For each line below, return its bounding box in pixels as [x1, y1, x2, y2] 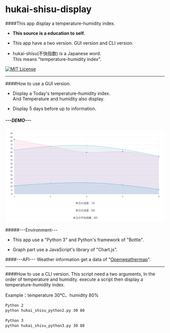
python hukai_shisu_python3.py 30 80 [5, 323, 85, 328]
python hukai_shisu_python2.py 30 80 [5, 308, 85, 313]
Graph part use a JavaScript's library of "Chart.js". [12, 246, 118, 252]
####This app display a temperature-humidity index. [5, 20, 115, 26]
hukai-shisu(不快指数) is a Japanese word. [12, 50, 101, 56]
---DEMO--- [5, 117, 31, 123]
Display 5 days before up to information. [12, 105, 97, 112]
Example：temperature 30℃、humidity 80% [5, 292, 99, 298]
